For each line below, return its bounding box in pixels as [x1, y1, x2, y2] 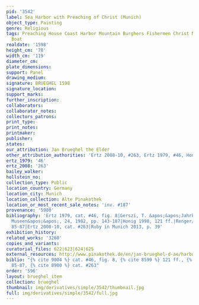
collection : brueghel [6, 279, 60, 285]
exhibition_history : [6, 229, 57, 235]
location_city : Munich [6, 190, 62, 196]
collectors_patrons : [6, 113, 57, 119]
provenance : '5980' [6, 207, 54, 214]
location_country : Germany [6, 185, 73, 191]
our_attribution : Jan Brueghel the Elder [6, 147, 110, 152]
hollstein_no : [6, 174, 41, 180]
